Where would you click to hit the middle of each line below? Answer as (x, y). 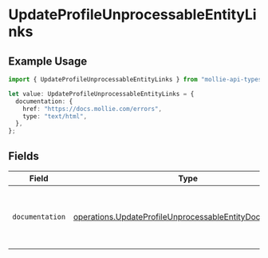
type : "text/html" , (55, 116)
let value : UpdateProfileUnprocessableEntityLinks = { (101, 93)
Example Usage (48, 61)
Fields (24, 156)
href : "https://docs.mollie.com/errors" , (92, 109)
